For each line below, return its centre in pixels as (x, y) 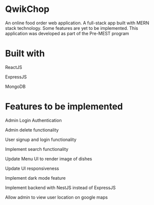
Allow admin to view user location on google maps (56, 197)
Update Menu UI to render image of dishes (49, 159)
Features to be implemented (64, 106)
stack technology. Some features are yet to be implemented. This (72, 28)
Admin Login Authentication (33, 120)
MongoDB (15, 86)
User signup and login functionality (41, 139)
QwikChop (27, 9)
